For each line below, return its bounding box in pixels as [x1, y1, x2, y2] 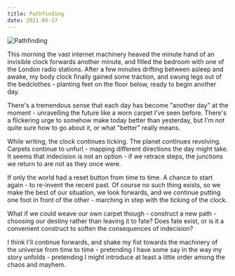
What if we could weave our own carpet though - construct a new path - [7, 209, 217, 218]
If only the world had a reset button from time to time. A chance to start [7, 173, 213, 182]
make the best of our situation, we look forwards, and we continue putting [7, 188, 221, 196]
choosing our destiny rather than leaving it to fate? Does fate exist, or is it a [7, 216, 224, 225]
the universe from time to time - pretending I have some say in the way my [7, 245, 222, 253]
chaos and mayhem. [7, 260, 67, 268]
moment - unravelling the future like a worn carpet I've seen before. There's [7, 108, 227, 117]
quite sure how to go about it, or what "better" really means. [7, 123, 181, 132]
